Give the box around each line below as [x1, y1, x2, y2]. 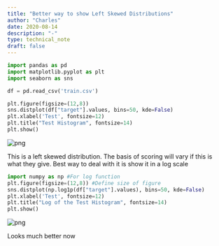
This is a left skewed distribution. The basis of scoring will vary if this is [7, 152, 213, 161]
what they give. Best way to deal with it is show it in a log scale [7, 159, 189, 168]
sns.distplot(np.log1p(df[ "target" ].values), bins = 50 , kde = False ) [7, 186, 205, 193]
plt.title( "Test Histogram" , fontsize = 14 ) [7, 120, 133, 126]
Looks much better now [7, 232, 76, 240]
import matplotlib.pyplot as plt [7, 68, 105, 75]
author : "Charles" [7, 17, 61, 24]
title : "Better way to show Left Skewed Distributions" [7, 10, 174, 17]
